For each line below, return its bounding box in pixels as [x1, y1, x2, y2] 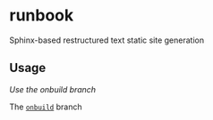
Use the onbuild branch [9, 84, 97, 94]
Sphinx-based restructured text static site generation [9, 35, 204, 45]
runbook [9, 5, 74, 26]
